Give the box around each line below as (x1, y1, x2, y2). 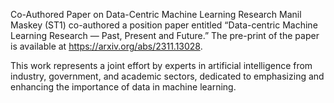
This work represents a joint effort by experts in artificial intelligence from (10, 60, 313, 71)
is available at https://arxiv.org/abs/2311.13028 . (10, 40, 203, 52)
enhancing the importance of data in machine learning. (10, 81, 237, 93)
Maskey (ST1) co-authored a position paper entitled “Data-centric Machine (10, 19, 318, 31)
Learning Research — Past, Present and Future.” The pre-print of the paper (10, 30, 320, 41)
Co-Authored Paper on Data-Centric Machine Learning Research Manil (10, 9, 302, 20)
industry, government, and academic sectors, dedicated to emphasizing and (10, 70, 325, 82)
